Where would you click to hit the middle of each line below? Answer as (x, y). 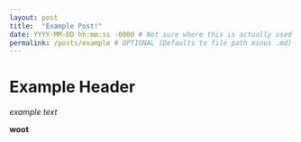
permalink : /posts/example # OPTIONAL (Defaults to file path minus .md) (151, 43)
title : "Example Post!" (56, 26)
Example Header (73, 87)
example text (33, 112)
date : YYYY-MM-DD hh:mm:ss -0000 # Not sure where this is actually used (151, 34)
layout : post (34, 18)
